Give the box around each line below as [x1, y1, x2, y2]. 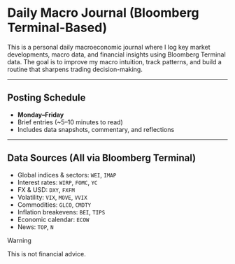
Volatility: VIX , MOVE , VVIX [17, 193, 87, 201]
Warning [7, 236, 31, 244]
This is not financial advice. [7, 249, 86, 258]
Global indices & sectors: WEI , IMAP [17, 170, 117, 179]
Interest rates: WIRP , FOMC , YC [17, 178, 98, 186]
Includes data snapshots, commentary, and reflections [17, 125, 175, 133]
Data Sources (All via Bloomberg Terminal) [7, 152, 197, 164]
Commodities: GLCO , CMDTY [17, 200, 92, 209]
